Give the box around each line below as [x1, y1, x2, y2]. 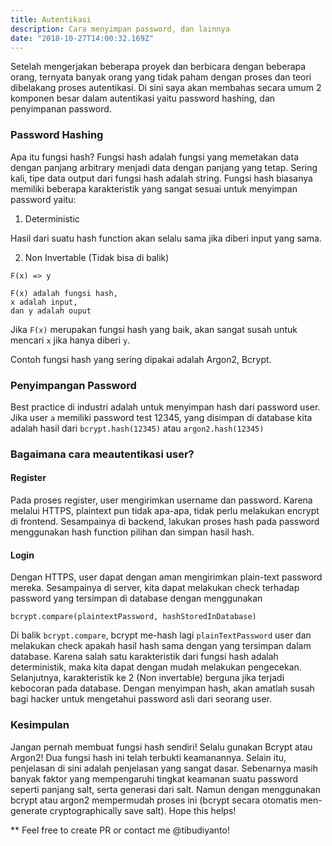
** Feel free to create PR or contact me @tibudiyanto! [10, 824, 230, 836]
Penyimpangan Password [10, 378, 137, 392]
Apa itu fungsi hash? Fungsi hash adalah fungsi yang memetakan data [10, 151, 299, 163]
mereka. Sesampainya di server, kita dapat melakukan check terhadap [10, 582, 300, 594]
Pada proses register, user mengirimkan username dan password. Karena [10, 494, 313, 506]
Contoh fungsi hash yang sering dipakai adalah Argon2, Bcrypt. [10, 353, 272, 365]
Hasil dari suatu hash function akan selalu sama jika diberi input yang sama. [10, 232, 322, 244]
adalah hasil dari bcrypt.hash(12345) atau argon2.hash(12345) [10, 422, 265, 434]
